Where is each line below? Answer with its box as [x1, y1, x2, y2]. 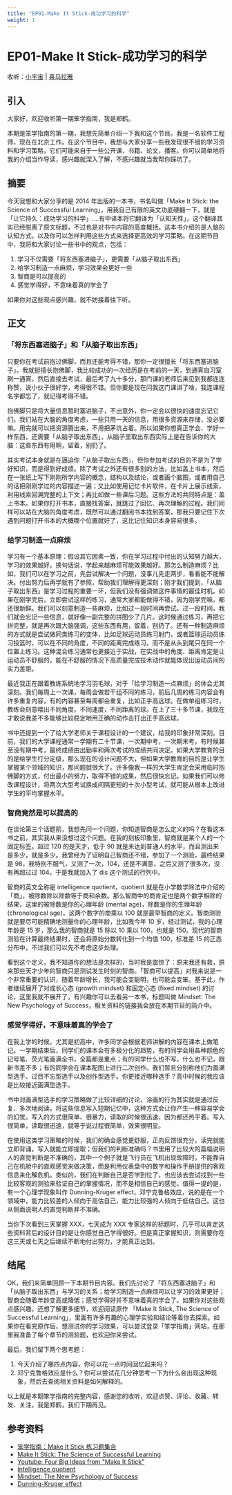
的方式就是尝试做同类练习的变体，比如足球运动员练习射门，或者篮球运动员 [7, 630, 219, 638]
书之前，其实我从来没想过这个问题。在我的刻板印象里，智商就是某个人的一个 [7, 834, 225, 842]
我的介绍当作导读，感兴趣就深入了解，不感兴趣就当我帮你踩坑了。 [7, 155, 195, 163]
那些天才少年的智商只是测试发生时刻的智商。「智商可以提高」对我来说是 [12, 967, 216, 975]
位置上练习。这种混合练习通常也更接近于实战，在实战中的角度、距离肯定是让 [7, 647, 225, 656]
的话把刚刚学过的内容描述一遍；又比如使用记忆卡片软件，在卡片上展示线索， [7, 481, 225, 490]
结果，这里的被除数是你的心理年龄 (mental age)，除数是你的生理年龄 [7, 900, 202, 909]
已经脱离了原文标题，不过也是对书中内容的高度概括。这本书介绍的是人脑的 [12, 223, 225, 232]
